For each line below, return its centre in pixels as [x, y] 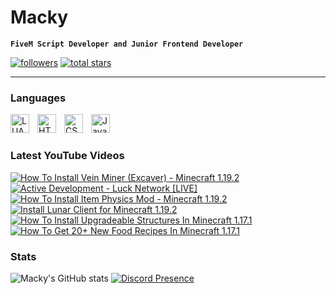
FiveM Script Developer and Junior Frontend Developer [127, 44]
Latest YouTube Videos [67, 156]
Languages [38, 98]
